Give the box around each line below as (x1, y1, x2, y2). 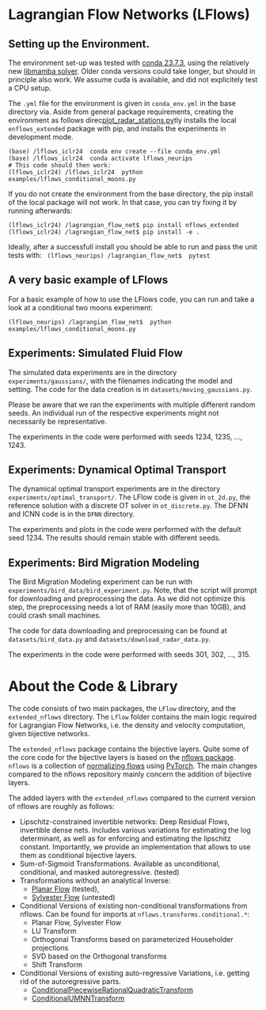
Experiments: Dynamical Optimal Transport (8, 463, 227, 477)
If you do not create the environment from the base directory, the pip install (8, 189, 253, 199)
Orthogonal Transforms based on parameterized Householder (31, 935, 234, 944)
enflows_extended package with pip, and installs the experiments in (8, 124, 226, 133)
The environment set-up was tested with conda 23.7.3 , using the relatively (8, 58, 249, 67)
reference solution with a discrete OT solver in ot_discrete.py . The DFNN (8, 501, 249, 511)
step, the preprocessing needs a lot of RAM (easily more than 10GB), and (8, 602, 246, 612)
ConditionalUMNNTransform (31, 993, 125, 1003)
